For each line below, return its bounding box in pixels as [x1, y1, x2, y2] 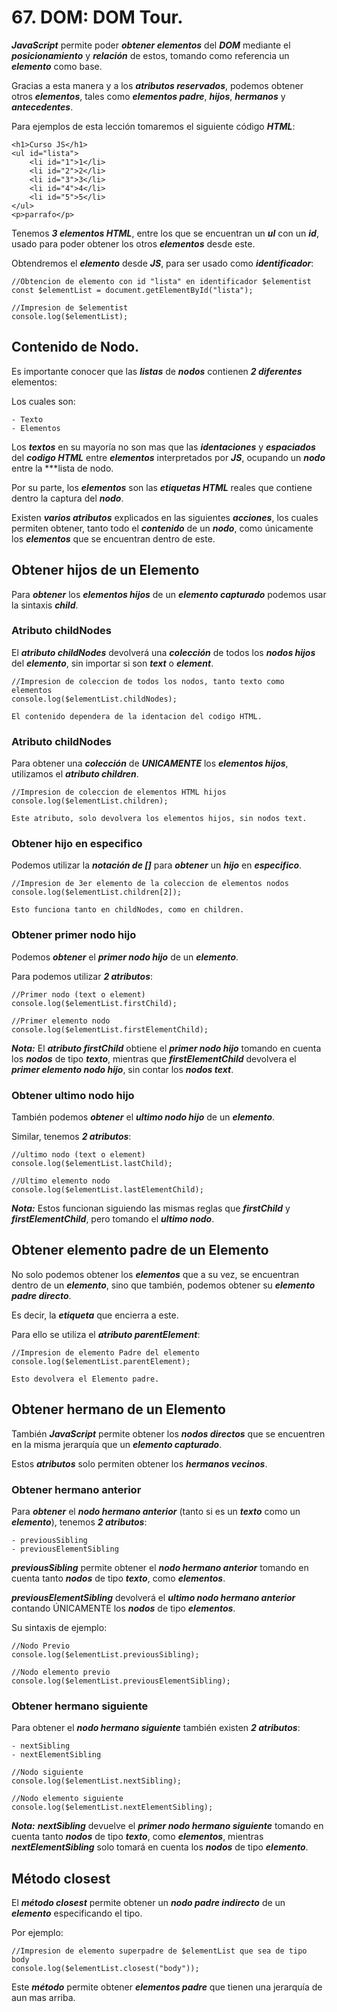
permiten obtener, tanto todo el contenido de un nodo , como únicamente [11, 522, 314, 534]
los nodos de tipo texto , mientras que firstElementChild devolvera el [11, 1052, 297, 1065]
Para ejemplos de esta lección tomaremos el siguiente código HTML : [11, 120, 296, 132]
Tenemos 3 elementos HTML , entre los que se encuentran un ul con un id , [11, 227, 319, 239]
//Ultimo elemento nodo [11, 1176, 111, 1186]
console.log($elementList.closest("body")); [11, 1964, 200, 1974]
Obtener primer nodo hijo [11, 928, 137, 942]
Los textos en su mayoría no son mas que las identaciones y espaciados [11, 441, 316, 453]
